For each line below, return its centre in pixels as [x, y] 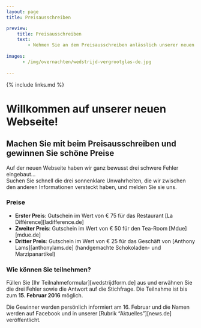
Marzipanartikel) [35, 254]
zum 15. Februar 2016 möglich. [45, 296]
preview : [17, 28]
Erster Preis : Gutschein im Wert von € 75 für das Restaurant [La [94, 215]
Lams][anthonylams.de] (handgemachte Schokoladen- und [88, 247]
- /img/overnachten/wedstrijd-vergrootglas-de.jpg [87, 62]
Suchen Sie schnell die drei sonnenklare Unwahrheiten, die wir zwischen [96, 181]
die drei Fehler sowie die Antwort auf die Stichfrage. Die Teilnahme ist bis [97, 289]
